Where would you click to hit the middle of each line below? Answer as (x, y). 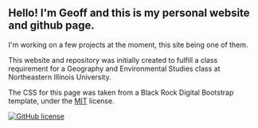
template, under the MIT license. (61, 101)
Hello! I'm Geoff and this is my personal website (129, 13)
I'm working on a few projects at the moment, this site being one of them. (128, 45)
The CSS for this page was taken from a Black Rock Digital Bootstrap (121, 92)
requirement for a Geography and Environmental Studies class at (114, 68)
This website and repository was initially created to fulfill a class (113, 60)
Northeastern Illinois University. (60, 77)
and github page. (51, 26)
